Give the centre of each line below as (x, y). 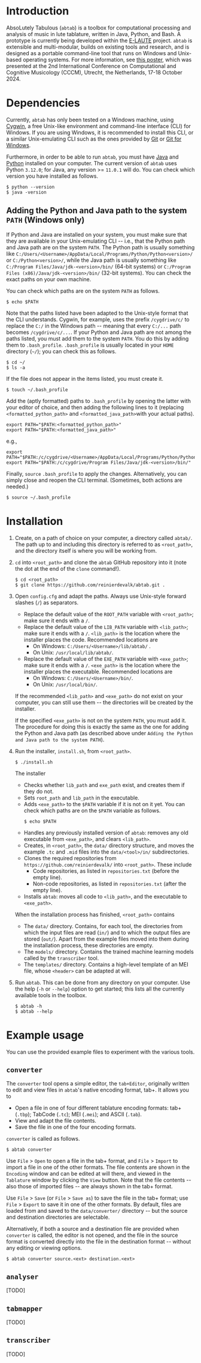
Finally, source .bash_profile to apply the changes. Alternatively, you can (97, 473)
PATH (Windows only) (45, 220)
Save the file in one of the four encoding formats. (75, 1127)
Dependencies (43, 103)
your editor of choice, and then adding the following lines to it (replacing (95, 407)
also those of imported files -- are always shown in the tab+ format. (89, 1186)
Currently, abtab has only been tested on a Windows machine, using (90, 120)
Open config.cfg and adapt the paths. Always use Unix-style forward (100, 596)
